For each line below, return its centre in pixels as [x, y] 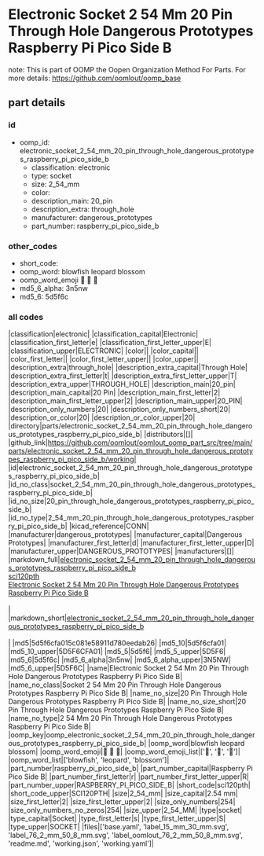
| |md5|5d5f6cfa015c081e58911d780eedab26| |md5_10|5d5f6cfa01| [117, 643]
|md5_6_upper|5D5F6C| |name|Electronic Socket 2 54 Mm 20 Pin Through [128, 668]
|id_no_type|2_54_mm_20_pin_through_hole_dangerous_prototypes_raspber [131, 518]
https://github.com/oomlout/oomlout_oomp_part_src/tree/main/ [150, 443]
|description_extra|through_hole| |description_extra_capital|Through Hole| [128, 368]
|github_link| [28, 443]
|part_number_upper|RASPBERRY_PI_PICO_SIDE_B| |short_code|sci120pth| [130, 785]
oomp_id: [35, 142]
